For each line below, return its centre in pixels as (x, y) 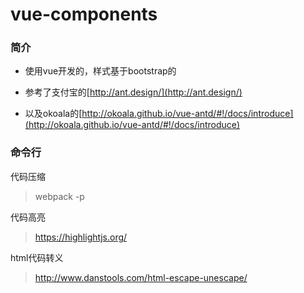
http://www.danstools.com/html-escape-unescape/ (141, 277)
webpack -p (59, 196)
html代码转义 (37, 257)
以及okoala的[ (53, 114)
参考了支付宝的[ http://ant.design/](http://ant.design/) (133, 92)
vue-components (84, 14)
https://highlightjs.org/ (81, 237)
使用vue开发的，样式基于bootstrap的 (100, 71)
